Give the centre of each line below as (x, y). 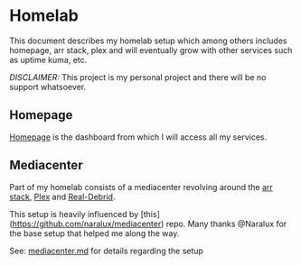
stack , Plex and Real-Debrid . (62, 196)
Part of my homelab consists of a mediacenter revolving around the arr (141, 187)
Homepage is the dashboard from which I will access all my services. (138, 137)
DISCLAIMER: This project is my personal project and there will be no (138, 77)
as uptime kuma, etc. (48, 59)
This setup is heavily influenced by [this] (85, 214)
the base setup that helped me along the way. (94, 233)
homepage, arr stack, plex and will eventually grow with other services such (151, 50)
